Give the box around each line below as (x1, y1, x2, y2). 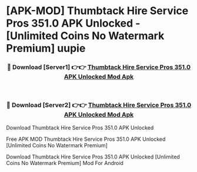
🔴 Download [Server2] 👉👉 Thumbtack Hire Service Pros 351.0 (6, 101, 192, 110)
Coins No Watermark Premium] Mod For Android (6, 159, 123, 166)
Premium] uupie (6, 42, 86, 55)
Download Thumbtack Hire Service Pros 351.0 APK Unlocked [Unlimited (6, 153, 181, 160)
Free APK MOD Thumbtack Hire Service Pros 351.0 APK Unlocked (6, 135, 166, 143)
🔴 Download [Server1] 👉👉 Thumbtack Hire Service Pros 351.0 (6, 63, 191, 71)
